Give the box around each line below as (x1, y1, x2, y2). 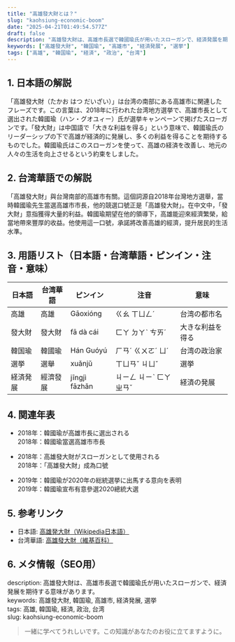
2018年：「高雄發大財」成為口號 (17, 461, 108, 470)
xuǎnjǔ (70, 359, 93, 369)
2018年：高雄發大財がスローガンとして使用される (17, 453, 161, 461)
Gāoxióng (70, 309, 103, 319)
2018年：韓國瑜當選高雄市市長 (17, 437, 106, 446)
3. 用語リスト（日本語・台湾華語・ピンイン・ (7, 250, 202, 261)
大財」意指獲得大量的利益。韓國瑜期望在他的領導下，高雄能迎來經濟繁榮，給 (7, 210, 228, 218)
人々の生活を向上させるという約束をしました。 (7, 149, 142, 158)
